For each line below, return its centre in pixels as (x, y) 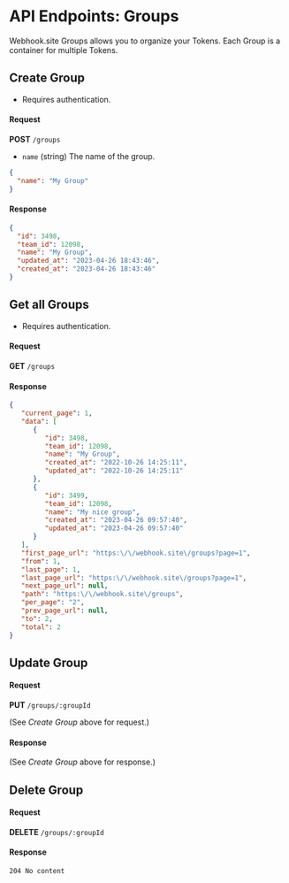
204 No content (37, 871)
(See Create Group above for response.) (83, 762)
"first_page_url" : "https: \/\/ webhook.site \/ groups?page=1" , (136, 553)
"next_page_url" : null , (65, 586)
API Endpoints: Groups (94, 16)
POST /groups (35, 139)
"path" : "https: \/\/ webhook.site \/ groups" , (102, 595)
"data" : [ (39, 421)
